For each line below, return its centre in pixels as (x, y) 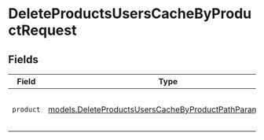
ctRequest (42, 30)
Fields (24, 59)
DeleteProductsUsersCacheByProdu (130, 14)
